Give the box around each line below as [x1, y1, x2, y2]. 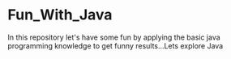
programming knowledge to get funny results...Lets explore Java [7, 40, 224, 50]
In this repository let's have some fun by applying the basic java [7, 32, 220, 42]
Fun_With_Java [7, 6, 113, 24]
